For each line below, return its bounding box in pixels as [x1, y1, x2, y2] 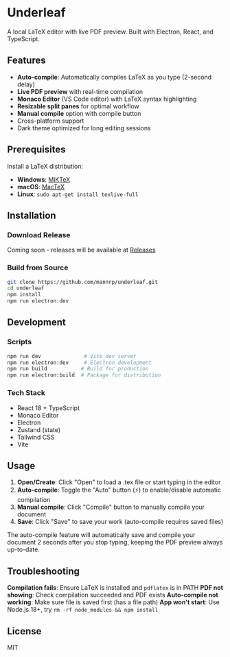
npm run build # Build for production [7, 366, 149, 372]
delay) [16, 80, 36, 88]
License [7, 625, 42, 637]
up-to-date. [7, 545, 40, 553]
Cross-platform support [16, 117, 84, 125]
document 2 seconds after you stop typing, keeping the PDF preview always [7, 538, 223, 547]
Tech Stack [7, 388, 46, 398]
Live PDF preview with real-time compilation [16, 87, 143, 95]
